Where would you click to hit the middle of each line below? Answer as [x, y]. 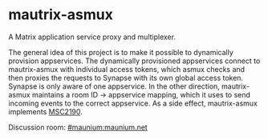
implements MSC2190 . [45, 111]
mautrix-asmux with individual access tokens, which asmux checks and [127, 69]
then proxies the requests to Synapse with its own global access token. [126, 77]
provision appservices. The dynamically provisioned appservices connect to [134, 61]
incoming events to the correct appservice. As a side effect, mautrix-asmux [133, 103]
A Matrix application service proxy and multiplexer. [92, 37]
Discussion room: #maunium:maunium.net [78, 127]
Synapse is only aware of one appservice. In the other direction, [114, 86]
